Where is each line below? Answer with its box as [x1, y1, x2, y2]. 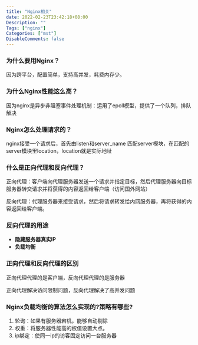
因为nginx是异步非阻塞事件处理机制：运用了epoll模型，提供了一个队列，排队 [6, 101, 192, 109]
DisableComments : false [6, 36, 65, 42]
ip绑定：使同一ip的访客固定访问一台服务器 [14, 332, 117, 339]
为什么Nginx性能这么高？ [6, 87, 78, 96]
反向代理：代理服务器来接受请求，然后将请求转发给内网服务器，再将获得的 [6, 198, 187, 205]
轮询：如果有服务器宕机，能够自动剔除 [14, 317, 108, 324]
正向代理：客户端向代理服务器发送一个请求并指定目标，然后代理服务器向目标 [6, 178, 192, 185]
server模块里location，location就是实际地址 [6, 147, 112, 154]
